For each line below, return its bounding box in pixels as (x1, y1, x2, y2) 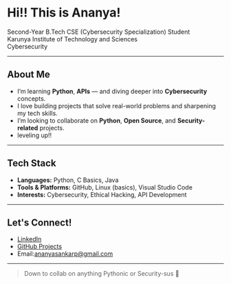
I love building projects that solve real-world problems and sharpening (16, 101, 217, 110)
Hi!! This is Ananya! (7, 5, 121, 21)
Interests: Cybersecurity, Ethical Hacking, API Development (16, 190, 187, 199)
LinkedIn (16, 235, 42, 243)
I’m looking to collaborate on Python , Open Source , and (16, 116, 177, 125)
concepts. (16, 94, 46, 103)
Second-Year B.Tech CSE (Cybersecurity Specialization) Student (7, 28, 190, 36)
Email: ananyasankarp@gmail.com (16, 250, 113, 258)
